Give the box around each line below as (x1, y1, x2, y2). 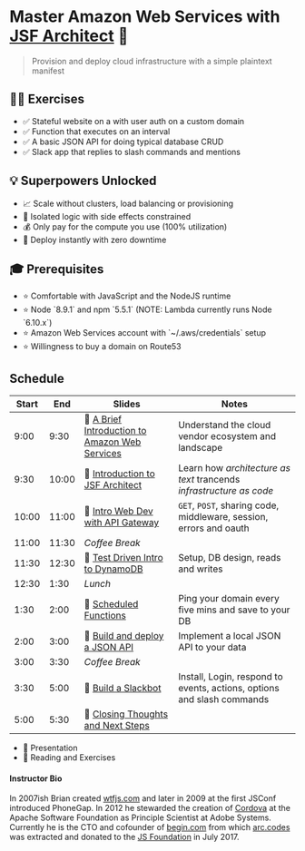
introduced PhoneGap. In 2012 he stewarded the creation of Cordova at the (9, 803, 290, 814)
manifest (31, 65, 65, 76)
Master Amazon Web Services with (9, 6, 280, 27)
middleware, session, (178, 511, 269, 523)
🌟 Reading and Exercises (22, 752, 116, 763)
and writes (178, 562, 223, 575)
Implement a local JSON (178, 630, 281, 642)
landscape (178, 442, 223, 455)
